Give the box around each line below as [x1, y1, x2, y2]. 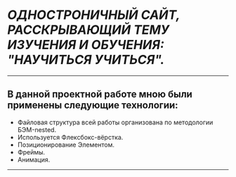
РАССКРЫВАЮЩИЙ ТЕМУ [7, 22, 170, 38]
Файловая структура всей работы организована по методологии [17, 118, 214, 126]
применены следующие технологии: [7, 99, 178, 112]
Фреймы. [17, 147, 46, 156]
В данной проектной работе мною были [7, 88, 193, 100]
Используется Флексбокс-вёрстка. [17, 133, 124, 141]
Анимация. [17, 155, 51, 164]
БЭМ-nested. [17, 125, 57, 133]
